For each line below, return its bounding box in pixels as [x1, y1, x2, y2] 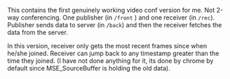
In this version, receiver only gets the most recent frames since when [7, 42, 208, 50]
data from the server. [7, 28, 68, 36]
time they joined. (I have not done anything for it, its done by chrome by [7, 57, 214, 65]
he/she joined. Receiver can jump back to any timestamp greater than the [7, 49, 219, 57]
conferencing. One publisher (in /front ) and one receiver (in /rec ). [20, 13, 215, 22]
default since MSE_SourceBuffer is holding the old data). [7, 64, 170, 72]
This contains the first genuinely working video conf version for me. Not [7, 6, 215, 14]
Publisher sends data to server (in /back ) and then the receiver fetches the [7, 21, 222, 29]
